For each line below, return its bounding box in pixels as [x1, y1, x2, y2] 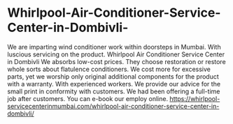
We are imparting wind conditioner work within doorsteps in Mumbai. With [7, 42, 222, 51]
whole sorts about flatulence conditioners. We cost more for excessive [7, 65, 211, 73]
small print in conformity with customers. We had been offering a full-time [7, 87, 220, 95]
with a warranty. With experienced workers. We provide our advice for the [7, 79, 221, 88]
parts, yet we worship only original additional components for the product [7, 72, 219, 81]
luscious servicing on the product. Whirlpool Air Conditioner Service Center [7, 50, 225, 59]
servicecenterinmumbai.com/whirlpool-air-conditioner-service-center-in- [7, 102, 220, 110]
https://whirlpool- [169, 94, 220, 102]
